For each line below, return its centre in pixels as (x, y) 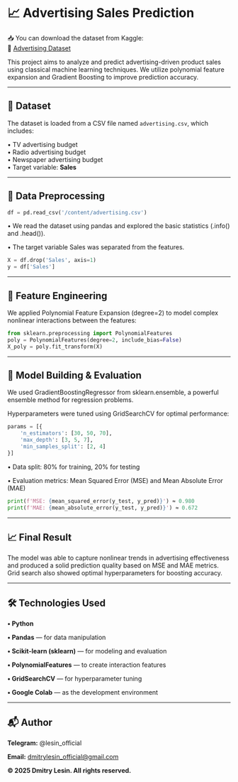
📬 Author (30, 722)
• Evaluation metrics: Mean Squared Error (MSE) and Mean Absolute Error (115, 480)
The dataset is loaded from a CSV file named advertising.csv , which (108, 123)
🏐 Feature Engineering (57, 296)
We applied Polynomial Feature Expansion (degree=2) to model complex (113, 313)
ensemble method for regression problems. (70, 400)
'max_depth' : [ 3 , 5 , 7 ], (57, 440)
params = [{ (25, 427)
